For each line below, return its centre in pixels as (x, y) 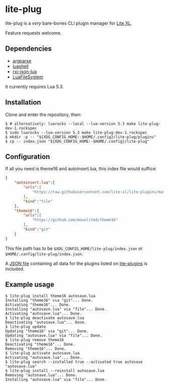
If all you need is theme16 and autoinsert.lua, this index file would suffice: (81, 169)
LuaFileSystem (28, 77)
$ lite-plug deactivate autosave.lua (45, 318)
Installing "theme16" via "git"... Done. (49, 301)
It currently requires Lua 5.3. (34, 86)
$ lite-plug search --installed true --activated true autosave (74, 362)
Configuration (28, 157)
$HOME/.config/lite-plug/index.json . (44, 254)
